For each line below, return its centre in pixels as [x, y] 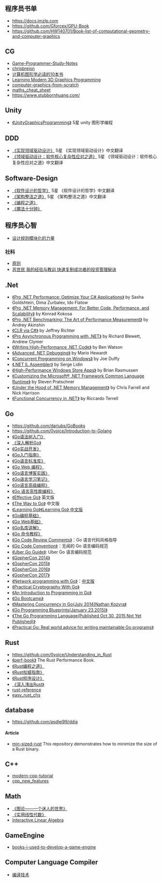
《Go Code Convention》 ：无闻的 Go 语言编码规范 [60, 546]
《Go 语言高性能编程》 [33, 491]
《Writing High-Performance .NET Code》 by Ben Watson [67, 347]
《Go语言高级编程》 [31, 485]
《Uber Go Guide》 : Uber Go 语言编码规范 [52, 552]
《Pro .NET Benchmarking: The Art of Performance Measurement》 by [80, 319]
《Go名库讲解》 [27, 527]
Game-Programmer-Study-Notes [45, 63]
